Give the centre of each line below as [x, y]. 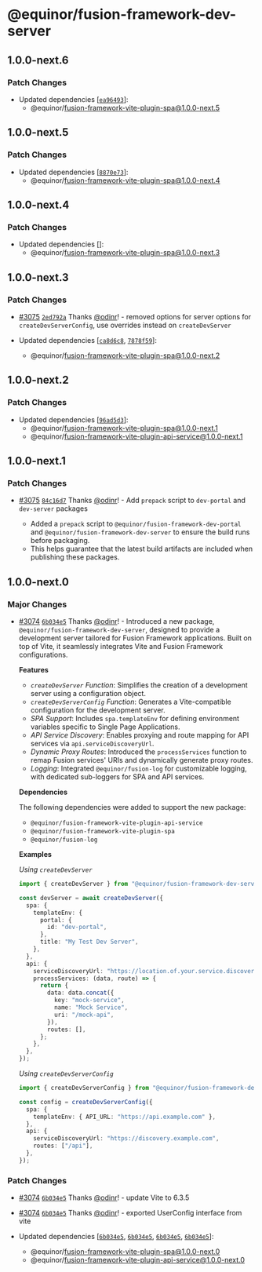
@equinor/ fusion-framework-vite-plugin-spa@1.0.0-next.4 [125, 180]
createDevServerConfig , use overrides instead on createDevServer [125, 325]
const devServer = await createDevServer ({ [91, 898]
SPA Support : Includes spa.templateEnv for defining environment [135, 718]
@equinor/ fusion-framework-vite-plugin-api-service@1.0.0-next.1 [136, 436]
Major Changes [37, 604]
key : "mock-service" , [89, 1000]
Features [33, 670]
